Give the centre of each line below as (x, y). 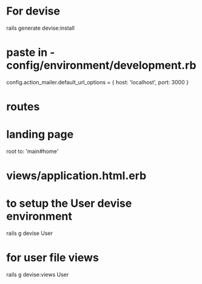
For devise (33, 11)
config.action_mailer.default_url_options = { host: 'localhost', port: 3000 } (98, 82)
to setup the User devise (69, 204)
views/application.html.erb (76, 176)
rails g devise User (30, 233)
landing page (40, 134)
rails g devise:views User (38, 275)
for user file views (52, 258)
